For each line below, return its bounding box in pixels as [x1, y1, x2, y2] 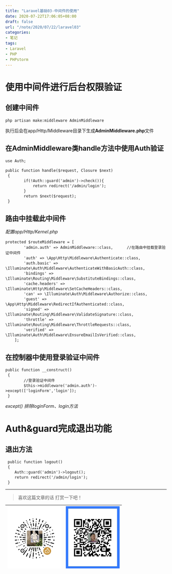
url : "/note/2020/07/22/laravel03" [5, 25, 81, 30]
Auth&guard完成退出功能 [5, 423, 112, 434]
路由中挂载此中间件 [5, 214, 66, 223]
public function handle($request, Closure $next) [5, 168, 114, 173]
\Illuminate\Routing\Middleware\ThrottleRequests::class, [5, 322, 132, 328]
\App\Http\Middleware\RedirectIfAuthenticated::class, [5, 302, 125, 307]
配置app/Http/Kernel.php [5, 229, 58, 235]
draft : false [5, 19, 33, 24]
